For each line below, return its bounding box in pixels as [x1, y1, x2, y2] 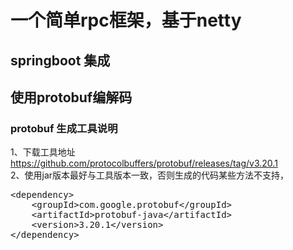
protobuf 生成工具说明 [10, 121, 118, 135]
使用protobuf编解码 [10, 89, 133, 106]
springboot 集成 [10, 52, 111, 69]
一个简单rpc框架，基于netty [10, 9, 242, 32]
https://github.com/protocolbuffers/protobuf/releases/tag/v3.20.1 [10, 157, 278, 170]
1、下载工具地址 [10, 146, 76, 158]
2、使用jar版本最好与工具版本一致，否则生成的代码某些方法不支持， [10, 169, 290, 181]
